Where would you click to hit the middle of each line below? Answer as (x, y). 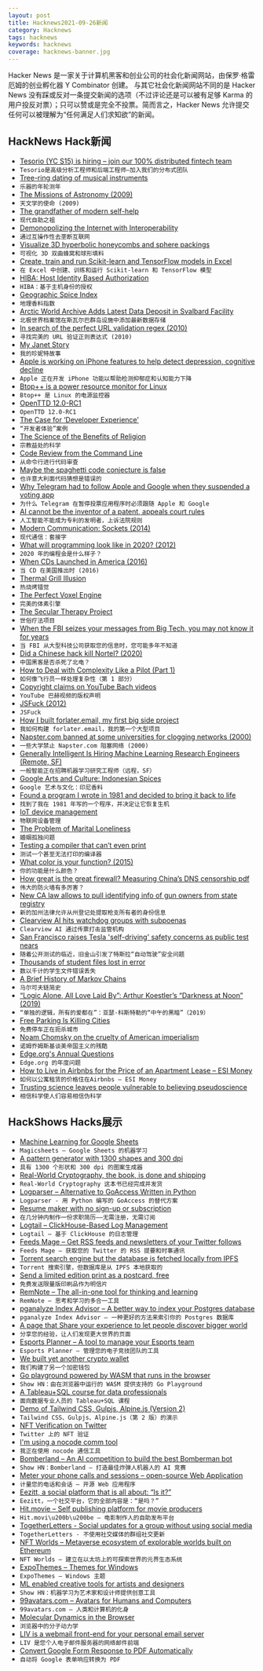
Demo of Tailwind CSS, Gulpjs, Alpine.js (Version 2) (102, 1408)
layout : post (29, 15)
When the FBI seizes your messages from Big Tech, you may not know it (136, 628)
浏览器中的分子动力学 (49, 1626)
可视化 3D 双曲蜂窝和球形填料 (62, 253)
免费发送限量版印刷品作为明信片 (64, 1284)
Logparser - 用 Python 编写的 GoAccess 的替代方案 (99, 1201)
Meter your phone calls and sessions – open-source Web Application (131, 1475)
